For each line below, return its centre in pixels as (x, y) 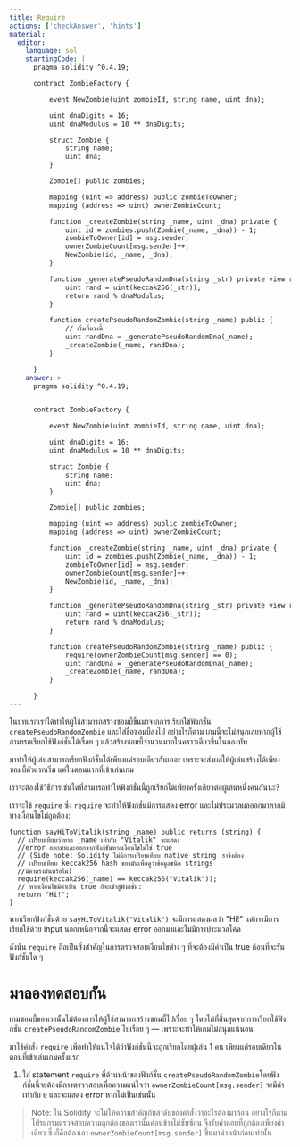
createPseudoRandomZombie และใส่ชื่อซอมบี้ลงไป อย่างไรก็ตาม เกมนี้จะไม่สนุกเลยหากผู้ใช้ (146, 731)
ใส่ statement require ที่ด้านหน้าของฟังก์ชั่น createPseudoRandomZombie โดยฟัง (150, 1074)
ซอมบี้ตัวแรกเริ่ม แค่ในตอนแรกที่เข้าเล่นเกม (71, 769)
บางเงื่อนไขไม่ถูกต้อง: (40, 815)
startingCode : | (56, 59)
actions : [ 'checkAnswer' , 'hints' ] (75, 26)
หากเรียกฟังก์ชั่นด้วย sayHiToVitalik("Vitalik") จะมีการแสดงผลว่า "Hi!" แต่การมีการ (144, 918)
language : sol (51, 51)
